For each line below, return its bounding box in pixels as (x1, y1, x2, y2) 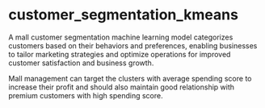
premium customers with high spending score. (8, 90, 163, 100)
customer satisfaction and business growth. (8, 58, 154, 68)
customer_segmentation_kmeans (8, 6, 238, 24)
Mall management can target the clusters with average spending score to (8, 73, 252, 83)
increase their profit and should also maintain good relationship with (8, 82, 235, 92)
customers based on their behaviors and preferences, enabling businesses (8, 40, 258, 50)
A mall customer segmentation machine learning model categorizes (8, 32, 233, 42)
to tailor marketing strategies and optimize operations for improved (8, 49, 231, 59)
